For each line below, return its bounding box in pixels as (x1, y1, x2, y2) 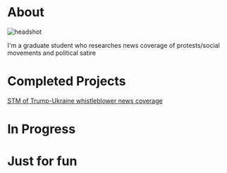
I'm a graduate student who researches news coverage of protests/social (7, 41, 220, 49)
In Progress (7, 121, 76, 137)
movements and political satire (7, 49, 97, 57)
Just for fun (7, 153, 78, 169)
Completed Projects (7, 73, 126, 89)
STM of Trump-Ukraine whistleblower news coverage (7, 96, 164, 105)
